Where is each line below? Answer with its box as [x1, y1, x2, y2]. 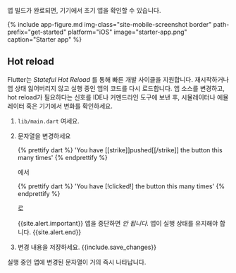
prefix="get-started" [7, 28, 67, 36]
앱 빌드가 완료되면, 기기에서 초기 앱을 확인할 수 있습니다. [7, 6, 161, 14]
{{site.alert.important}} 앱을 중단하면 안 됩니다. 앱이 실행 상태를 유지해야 [17, 219, 218, 227]
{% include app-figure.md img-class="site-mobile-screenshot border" [7, 20, 212, 28]
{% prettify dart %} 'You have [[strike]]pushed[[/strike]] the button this [17, 145, 223, 154]
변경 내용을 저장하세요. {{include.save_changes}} [17, 243, 157, 251]
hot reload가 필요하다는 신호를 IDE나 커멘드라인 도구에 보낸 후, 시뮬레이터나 [7, 92, 216, 101]
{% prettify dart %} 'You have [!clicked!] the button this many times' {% [17, 182, 225, 190]
